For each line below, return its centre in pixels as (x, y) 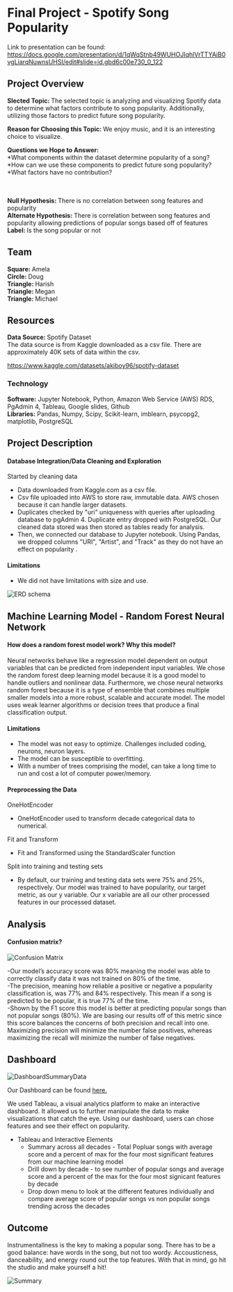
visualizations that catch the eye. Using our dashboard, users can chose (111, 1118)
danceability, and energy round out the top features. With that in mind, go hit (117, 1260)
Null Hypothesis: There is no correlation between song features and (105, 200)
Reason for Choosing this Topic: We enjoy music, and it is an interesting (111, 129)
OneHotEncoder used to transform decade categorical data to (106, 819)
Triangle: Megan (31, 291)
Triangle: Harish (31, 283)
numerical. (32, 826)
